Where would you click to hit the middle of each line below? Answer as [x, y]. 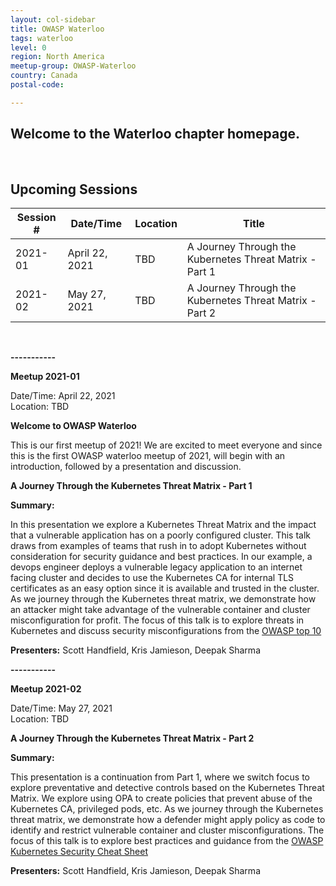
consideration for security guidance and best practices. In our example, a [161, 557]
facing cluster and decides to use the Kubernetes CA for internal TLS [152, 578]
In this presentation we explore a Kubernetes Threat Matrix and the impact [163, 525]
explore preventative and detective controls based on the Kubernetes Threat [167, 788]
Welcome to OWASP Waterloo [73, 426]
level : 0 [28, 47]
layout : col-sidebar [53, 19]
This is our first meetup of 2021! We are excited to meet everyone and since [166, 445]
